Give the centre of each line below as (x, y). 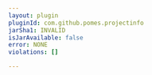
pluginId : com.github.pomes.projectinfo (76, 23)
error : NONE (28, 45)
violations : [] (33, 52)
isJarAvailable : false (46, 37)
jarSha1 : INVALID (37, 30)
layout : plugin (33, 15)
